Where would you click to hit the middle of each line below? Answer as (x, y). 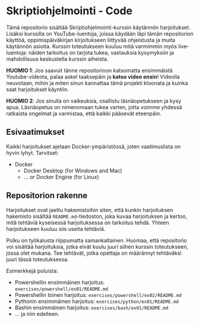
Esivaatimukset (35, 132)
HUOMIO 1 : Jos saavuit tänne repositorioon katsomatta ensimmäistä (89, 70)
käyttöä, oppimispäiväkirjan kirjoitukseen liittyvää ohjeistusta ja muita (91, 40)
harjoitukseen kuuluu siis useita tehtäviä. (56, 229)
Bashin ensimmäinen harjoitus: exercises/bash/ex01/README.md (91, 308)
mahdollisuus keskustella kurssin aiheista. (57, 59)
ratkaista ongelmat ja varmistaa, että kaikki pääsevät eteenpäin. (84, 113)
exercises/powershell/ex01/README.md (61, 289)
